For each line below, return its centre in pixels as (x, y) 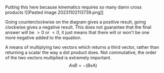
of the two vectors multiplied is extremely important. (58, 58)
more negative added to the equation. (43, 37)
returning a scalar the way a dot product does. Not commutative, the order (81, 52)
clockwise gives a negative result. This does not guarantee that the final (78, 27)
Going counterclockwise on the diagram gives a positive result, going (76, 22)
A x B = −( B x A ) (83, 65)
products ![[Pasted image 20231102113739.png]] (54, 12)
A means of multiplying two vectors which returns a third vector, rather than (82, 47)
